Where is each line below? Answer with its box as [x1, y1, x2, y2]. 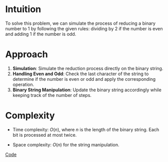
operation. [12, 81, 34, 87]
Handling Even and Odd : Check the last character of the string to [12, 71, 149, 77]
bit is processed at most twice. [12, 132, 77, 138]
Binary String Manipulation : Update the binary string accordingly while [12, 87, 162, 93]
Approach [5, 49, 48, 60]
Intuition [5, 4, 41, 15]
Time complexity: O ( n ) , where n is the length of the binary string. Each [12, 126, 159, 132]
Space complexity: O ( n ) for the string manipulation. [12, 141, 120, 147]
